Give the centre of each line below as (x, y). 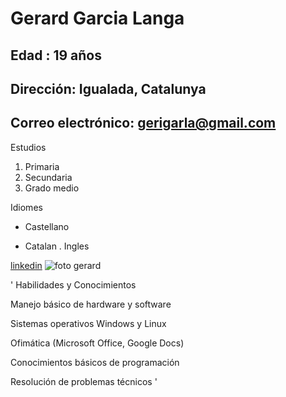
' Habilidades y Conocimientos (73, 284)
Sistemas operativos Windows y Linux (88, 323)
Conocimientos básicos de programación (95, 362)
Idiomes (26, 207)
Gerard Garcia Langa (97, 18)
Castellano (47, 226)
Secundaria (48, 177)
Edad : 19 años (56, 55)
